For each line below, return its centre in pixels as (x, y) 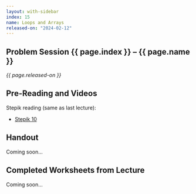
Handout (22, 138)
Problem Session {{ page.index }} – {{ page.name (98, 51)
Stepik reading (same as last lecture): (51, 108)
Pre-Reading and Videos (52, 94)
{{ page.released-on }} (34, 75)
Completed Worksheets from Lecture (75, 170)
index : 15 (18, 17)
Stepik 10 (26, 119)
